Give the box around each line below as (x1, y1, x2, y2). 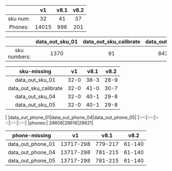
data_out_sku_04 (15, 93, 56, 100)
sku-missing (19, 68, 52, 75)
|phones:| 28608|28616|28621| (28, 120, 94, 126)
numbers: (8, 53, 31, 60)
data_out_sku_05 (15, 102, 56, 108)
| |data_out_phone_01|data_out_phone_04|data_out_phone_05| (5, 114, 137, 120)
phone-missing (12, 132, 51, 139)
